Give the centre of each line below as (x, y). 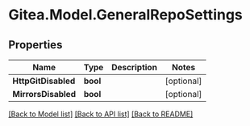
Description (134, 67)
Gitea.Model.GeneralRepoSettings (126, 15)
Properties (35, 45)
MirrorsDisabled (44, 94)
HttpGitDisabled (44, 81)
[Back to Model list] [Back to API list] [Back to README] (101, 114)
